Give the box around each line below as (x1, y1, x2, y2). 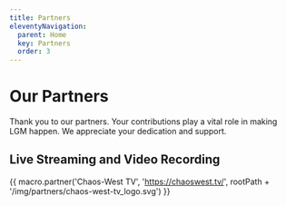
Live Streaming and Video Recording (9, 152, 221, 168)
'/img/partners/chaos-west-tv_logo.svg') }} (9, 185, 171, 196)
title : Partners (9, 13, 71, 23)
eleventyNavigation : (9, 22, 88, 31)
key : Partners (17, 38, 71, 48)
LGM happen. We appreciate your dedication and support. (9, 126, 227, 137)
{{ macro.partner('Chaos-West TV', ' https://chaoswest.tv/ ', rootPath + (9, 176, 271, 187)
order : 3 (17, 47, 51, 56)
